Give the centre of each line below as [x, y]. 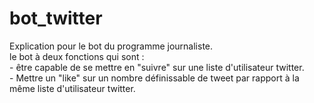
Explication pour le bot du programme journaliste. [111, 46]
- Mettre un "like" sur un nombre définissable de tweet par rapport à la [154, 78]
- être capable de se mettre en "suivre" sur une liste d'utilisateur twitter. [157, 67]
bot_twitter [56, 18]
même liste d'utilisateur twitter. [72, 88]
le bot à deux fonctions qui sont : [77, 56]
